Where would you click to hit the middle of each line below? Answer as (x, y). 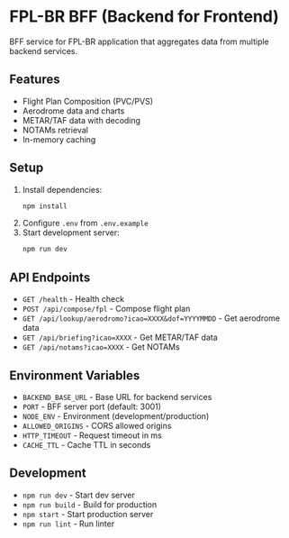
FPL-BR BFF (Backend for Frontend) (144, 17)
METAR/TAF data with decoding (81, 120)
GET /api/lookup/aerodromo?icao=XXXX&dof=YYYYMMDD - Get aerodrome (151, 318)
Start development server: (71, 233)
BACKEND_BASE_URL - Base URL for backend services (117, 397)
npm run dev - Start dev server (78, 495)
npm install (45, 206)
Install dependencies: (62, 189)
